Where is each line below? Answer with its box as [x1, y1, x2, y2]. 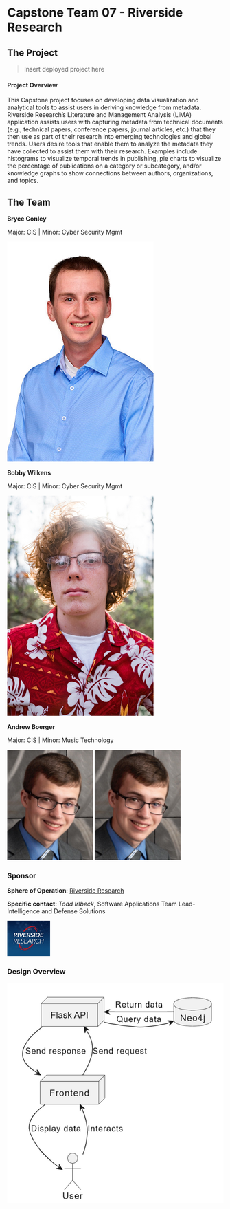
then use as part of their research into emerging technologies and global [7, 133, 212, 141]
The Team [7, 196, 51, 208]
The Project [7, 47, 58, 58]
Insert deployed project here [23, 65, 105, 73]
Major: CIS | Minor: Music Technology [7, 736, 114, 744]
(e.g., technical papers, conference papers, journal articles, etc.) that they [7, 125, 216, 133]
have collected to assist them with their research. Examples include [7, 147, 198, 155]
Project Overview [7, 80, 58, 89]
